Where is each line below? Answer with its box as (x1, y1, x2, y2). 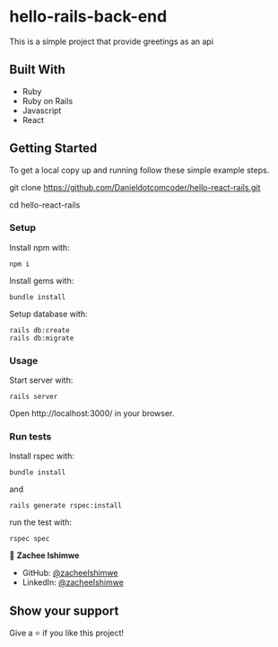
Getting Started (9, 141, 98, 156)
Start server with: (9, 375, 74, 386)
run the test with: (9, 517, 72, 527)
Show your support (9, 603, 119, 618)
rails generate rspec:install (9, 501, 123, 510)
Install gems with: (9, 275, 74, 286)
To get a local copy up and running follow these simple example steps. (9, 164, 270, 175)
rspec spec (9, 535, 50, 544)
